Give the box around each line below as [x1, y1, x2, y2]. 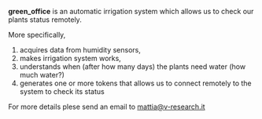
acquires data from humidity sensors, [19, 45, 142, 54]
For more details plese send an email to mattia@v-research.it [8, 102, 206, 111]
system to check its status [19, 87, 105, 96]
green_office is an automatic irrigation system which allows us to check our [8, 7, 254, 16]
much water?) [19, 70, 65, 79]
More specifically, [8, 31, 66, 39]
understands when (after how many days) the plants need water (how [19, 62, 246, 71]
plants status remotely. [8, 15, 83, 24]
